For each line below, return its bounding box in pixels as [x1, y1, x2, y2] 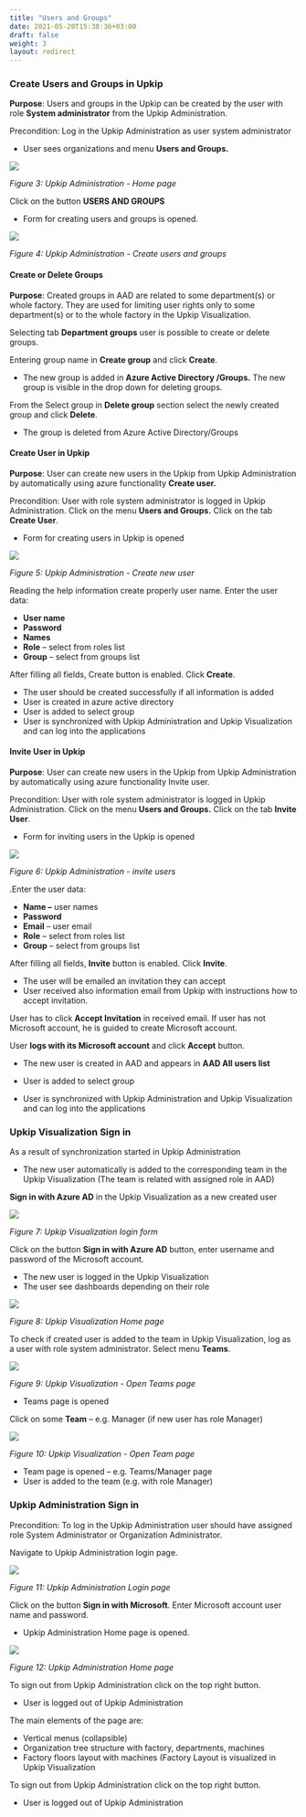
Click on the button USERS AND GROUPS [9, 195, 165, 206]
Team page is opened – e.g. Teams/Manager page [22, 1466, 213, 1477]
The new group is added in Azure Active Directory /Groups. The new [22, 372, 286, 383]
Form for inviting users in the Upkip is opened [22, 831, 195, 842]
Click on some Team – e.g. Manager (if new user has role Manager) [9, 1413, 263, 1425]
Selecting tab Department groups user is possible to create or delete [9, 326, 270, 338]
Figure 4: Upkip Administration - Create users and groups [9, 248, 227, 259]
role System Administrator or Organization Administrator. [9, 1529, 223, 1540]
